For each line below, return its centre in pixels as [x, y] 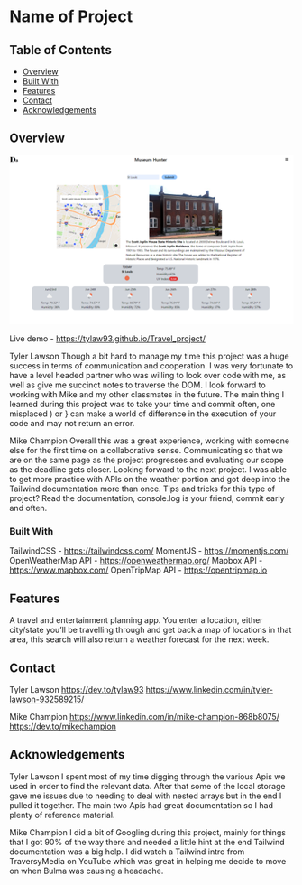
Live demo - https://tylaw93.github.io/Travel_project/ [107, 339]
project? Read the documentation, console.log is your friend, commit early [147, 498]
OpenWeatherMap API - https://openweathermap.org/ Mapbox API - [136, 561]
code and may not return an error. [72, 424]
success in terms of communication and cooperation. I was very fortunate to [151, 366]
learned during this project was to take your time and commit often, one [142, 405]
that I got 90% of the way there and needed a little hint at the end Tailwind [147, 842]
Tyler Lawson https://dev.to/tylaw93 [77, 689]
